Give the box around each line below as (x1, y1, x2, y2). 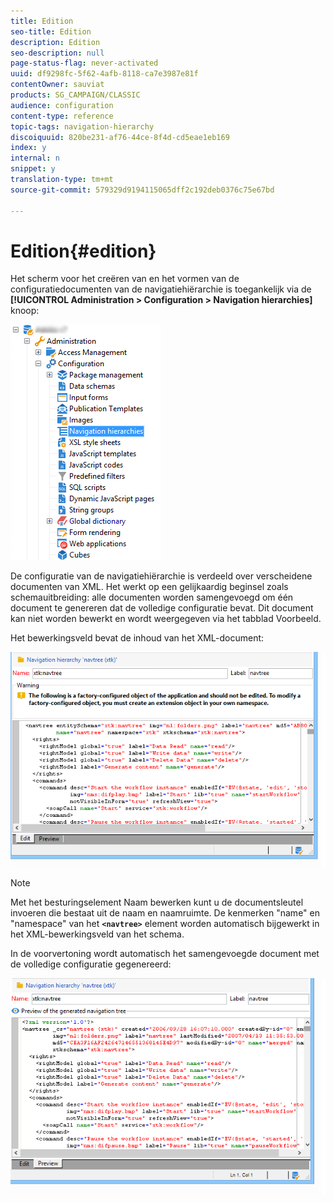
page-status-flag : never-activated (10, 58, 159, 69)
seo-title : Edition (10, 26, 92, 37)
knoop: (10, 305, 40, 317)
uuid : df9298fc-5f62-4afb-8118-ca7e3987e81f (10, 69, 199, 79)
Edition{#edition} (10, 240, 157, 262)
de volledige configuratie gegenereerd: (10, 958, 172, 970)
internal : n (10, 153, 60, 164)
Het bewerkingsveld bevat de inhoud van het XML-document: (10, 632, 265, 644)
